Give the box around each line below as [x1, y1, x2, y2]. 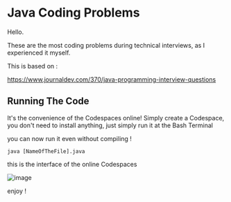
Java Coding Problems [7, 5, 140, 21]
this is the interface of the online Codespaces [7, 160, 137, 168]
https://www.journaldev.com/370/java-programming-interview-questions [7, 75, 216, 84]
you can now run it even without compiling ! [7, 134, 132, 143]
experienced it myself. [7, 48, 71, 57]
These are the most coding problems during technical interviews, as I [7, 41, 205, 49]
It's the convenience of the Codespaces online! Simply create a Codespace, [7, 113, 225, 122]
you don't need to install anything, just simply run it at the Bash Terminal [7, 121, 214, 129]
